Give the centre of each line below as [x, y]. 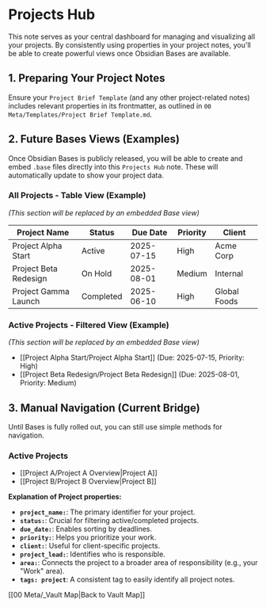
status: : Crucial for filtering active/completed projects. [109, 521]
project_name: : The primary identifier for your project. [107, 512]
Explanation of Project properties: [65, 497]
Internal [229, 273]
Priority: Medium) [48, 383]
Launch [26, 301]
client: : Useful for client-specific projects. [90, 546]
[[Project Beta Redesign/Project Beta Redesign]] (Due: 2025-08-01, [129, 375]
